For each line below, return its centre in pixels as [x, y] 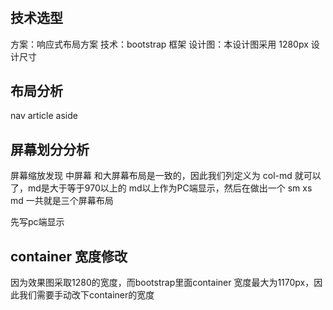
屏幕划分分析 [50, 149]
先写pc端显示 [37, 222]
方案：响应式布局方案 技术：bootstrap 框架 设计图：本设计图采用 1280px [159, 44]
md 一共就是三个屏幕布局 [62, 201]
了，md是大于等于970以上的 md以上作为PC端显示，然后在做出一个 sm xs [161, 188]
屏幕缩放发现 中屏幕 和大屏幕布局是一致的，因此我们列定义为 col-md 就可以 [166, 176]
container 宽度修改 [69, 256]
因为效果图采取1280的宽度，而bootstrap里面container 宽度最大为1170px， [162, 283]
